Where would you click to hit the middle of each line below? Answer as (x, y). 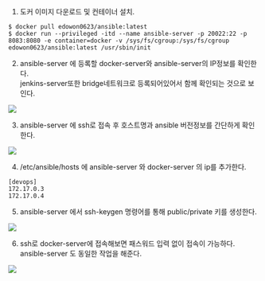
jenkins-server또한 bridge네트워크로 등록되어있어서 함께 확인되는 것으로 (133, 83)
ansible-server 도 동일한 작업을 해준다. (80, 254)
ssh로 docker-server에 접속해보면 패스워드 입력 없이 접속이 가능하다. (127, 244)
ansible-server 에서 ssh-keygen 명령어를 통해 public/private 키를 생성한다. (138, 212)
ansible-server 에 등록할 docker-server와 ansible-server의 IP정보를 (128, 63)
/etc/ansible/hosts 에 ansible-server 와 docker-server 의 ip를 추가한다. (133, 167)
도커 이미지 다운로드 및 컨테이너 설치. (77, 12)
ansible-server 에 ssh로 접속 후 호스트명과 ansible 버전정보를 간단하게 (130, 125)
